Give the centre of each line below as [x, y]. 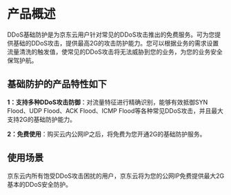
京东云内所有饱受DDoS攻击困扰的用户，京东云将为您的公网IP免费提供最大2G [116, 176]
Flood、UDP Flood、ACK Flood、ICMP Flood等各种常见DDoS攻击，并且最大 [115, 110]
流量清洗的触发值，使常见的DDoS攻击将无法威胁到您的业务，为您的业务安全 [115, 52]
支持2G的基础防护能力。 [41, 119]
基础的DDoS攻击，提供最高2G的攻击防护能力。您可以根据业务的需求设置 [116, 43]
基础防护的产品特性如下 [57, 84]
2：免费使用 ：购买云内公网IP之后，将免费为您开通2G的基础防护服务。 [107, 134]
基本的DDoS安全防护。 [40, 184]
